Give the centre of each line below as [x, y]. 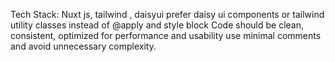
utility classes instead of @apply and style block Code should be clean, [157, 25]
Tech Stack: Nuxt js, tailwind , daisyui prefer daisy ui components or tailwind [167, 14]
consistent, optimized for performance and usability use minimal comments [166, 35]
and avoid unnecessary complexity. [83, 46]
